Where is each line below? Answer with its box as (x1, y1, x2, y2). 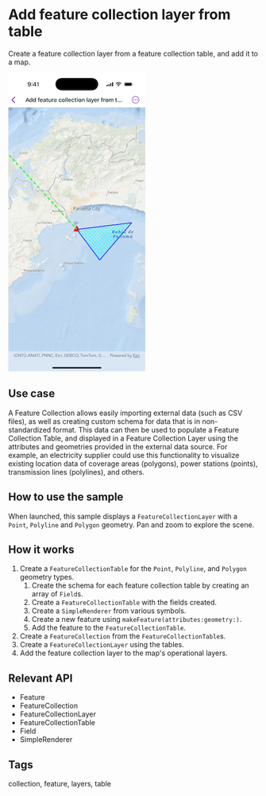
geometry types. (19, 573, 75, 582)
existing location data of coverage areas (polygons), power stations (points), (8, 459, 258, 468)
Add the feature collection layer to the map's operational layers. (19, 648, 228, 658)
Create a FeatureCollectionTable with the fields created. (31, 598, 217, 608)
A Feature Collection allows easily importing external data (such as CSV (8, 408, 243, 417)
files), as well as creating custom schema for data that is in (8, 416, 201, 426)
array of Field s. (31, 589, 83, 599)
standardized (8, 425, 52, 434)
